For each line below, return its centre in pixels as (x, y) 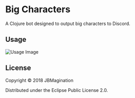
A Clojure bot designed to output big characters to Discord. (68, 23)
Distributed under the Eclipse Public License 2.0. (57, 90)
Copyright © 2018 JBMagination (39, 80)
